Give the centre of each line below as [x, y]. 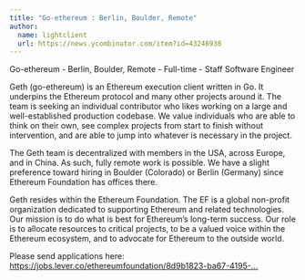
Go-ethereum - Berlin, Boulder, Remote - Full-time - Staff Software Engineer [152, 69]
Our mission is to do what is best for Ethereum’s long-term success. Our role [152, 219]
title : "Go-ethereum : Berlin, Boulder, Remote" [103, 18]
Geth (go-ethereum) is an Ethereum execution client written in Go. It [137, 87]
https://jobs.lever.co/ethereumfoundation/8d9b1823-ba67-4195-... [134, 266]
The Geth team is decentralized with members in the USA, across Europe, [147, 153]
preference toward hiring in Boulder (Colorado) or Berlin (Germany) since [147, 172]
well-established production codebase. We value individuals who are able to [152, 116]
